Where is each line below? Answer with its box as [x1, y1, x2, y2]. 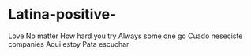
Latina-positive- [8, 5, 117, 23]
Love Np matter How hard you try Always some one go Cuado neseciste [8, 31, 243, 40]
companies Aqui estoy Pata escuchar [8, 39, 129, 48]
